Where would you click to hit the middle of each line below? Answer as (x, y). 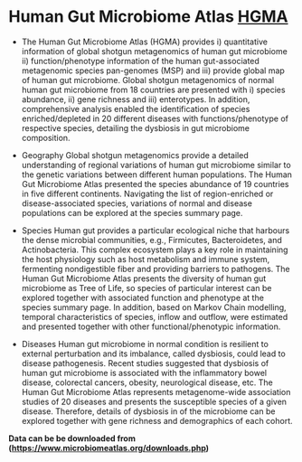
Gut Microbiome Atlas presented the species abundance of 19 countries (155, 184)
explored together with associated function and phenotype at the (142, 297)
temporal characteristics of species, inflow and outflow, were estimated (155, 316)
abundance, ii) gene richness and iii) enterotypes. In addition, (136, 99)
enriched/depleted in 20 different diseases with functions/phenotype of (155, 118)
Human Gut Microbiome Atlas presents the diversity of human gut (144, 278)
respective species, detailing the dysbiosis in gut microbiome (136, 127)
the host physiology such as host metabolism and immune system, (146, 259)
